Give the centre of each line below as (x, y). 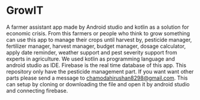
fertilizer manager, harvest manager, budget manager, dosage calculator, (96, 46)
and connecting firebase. (37, 90)
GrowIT (25, 10)
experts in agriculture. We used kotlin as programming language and (91, 59)
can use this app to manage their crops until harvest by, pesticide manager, (99, 40)
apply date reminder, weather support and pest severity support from (92, 52)
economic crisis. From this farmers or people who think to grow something (98, 33)
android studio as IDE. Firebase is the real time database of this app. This (96, 65)
